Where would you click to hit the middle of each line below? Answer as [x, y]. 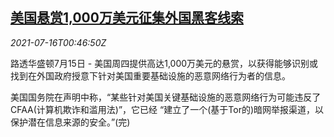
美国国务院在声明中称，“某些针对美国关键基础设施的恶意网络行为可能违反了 [166, 97]
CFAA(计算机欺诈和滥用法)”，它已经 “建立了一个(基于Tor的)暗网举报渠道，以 [167, 109]
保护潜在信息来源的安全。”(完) [70, 122]
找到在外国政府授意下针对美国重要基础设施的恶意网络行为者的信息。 [150, 75]
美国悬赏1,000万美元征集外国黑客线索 [127, 18]
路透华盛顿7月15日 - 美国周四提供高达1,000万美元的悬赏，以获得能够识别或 [164, 63]
